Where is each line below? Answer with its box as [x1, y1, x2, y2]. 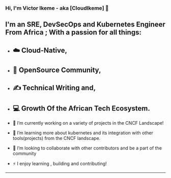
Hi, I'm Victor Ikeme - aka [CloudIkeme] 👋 [5, 5, 109, 12]
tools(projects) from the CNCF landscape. [12, 135, 101, 141]
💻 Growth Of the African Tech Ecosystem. [12, 104, 150, 113]
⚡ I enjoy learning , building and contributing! [12, 161, 107, 167]
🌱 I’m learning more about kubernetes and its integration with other [12, 130, 154, 136]
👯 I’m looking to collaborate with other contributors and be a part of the [12, 145, 162, 151]
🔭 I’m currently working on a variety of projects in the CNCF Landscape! [12, 120, 164, 126]
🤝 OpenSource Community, [12, 66, 101, 75]
